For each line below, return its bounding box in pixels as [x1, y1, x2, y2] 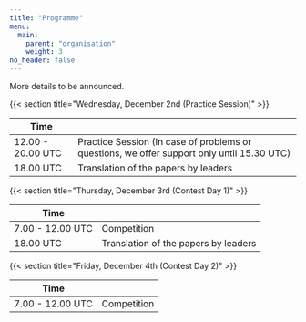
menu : [9, 22, 30, 31]
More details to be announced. [9, 81, 125, 91]
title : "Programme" [9, 13, 84, 23]
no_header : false [9, 56, 76, 65]
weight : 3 [25, 47, 64, 57]
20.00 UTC [14, 147, 62, 160]
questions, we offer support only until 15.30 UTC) [76, 147, 291, 160]
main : [17, 30, 39, 39]
